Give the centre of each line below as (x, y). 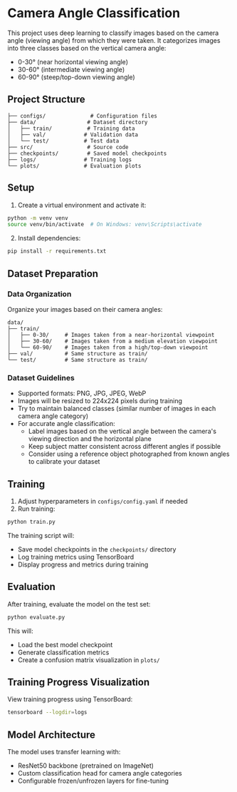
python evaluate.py (36, 617)
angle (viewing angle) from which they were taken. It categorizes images (114, 40)
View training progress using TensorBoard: (70, 699)
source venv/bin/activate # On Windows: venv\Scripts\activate (105, 225)
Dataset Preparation (53, 274)
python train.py (31, 522)
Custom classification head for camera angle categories (100, 773)
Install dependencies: (49, 238)
